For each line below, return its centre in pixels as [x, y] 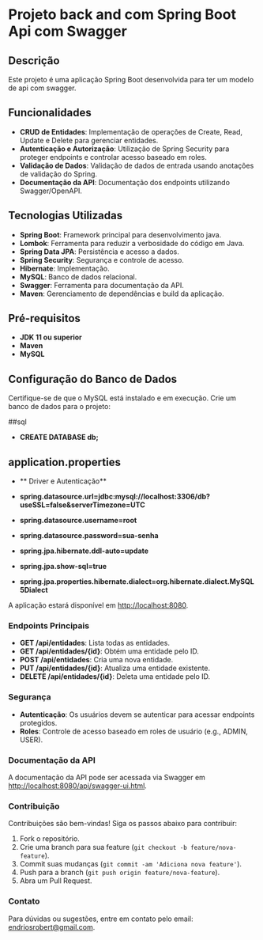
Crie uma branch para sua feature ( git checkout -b [103, 847]
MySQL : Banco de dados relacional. [78, 277]
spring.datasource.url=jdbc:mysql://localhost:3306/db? [115, 497]
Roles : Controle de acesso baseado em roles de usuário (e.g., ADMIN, [134, 731]
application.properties [64, 462]
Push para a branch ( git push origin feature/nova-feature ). [120, 873]
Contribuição [34, 806]
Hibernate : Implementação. [64, 268]
